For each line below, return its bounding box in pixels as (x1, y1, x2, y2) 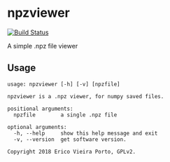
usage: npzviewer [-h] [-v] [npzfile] (7, 81, 120, 88)
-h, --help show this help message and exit (13, 130, 158, 137)
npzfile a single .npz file (13, 111, 118, 119)
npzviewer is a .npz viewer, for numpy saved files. (7, 93, 164, 100)
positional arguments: (7, 105, 73, 112)
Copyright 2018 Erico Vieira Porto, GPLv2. (7, 148, 136, 155)
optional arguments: (7, 123, 68, 130)
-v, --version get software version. (13, 135, 127, 143)
